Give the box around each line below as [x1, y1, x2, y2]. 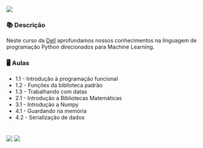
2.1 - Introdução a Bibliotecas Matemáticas [15, 94, 123, 101]
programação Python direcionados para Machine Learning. [6, 43, 155, 51]
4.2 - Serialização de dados [15, 113, 85, 121]
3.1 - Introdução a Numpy [15, 101, 79, 108]
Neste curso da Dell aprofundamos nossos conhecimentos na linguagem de [6, 37, 197, 44]
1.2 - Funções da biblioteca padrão [15, 81, 102, 89]
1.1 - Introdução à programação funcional [15, 75, 118, 82]
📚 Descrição [6, 21, 46, 29]
